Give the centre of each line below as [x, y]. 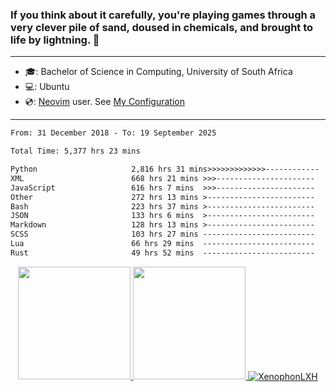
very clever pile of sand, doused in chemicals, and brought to [162, 27]
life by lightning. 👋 [55, 40]
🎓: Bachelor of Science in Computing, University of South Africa [158, 72]
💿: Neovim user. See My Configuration [104, 102]
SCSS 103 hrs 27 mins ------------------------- [162, 234]
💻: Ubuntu [47, 87]
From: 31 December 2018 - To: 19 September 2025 [113, 133]
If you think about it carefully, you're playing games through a [163, 15]
